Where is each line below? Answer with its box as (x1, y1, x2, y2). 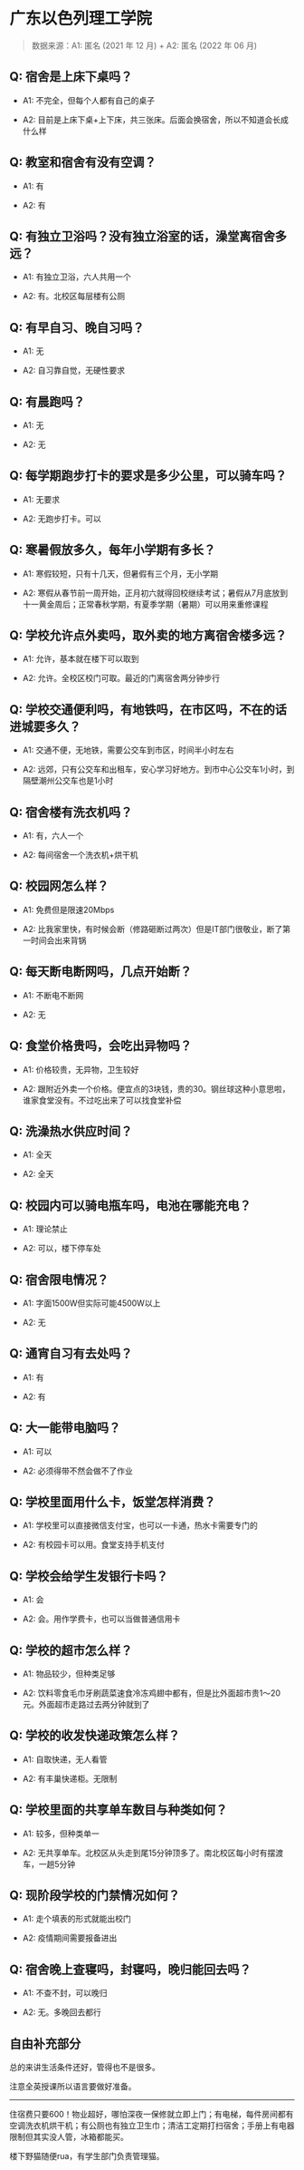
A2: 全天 (22, 1169, 54, 1180)
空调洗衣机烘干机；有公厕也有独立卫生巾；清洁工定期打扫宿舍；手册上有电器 (9, 2120, 295, 2131)
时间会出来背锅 (30, 935, 87, 946)
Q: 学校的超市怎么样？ (9, 1642, 133, 1658)
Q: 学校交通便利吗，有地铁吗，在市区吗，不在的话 (9, 702, 288, 717)
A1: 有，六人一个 (22, 831, 84, 842)
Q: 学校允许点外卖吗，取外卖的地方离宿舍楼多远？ (9, 628, 288, 644)
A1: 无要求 (22, 493, 61, 504)
